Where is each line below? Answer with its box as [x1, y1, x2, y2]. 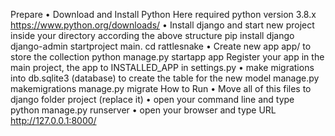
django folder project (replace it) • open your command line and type [10, 94, 295, 105]
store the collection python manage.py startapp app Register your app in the [10, 51, 325, 63]
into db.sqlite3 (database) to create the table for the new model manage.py [10, 72, 320, 84]
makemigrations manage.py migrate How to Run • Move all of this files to [10, 83, 312, 94]
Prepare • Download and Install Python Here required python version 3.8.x [10, 9, 317, 20]
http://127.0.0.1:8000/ [10, 115, 97, 126]
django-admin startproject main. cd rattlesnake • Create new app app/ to [10, 40, 312, 52]
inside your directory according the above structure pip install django [10, 30, 295, 41]
